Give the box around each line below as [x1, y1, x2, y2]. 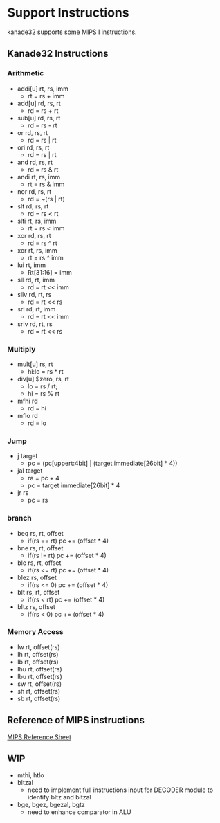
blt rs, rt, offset [17, 588, 60, 596]
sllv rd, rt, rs [17, 290, 52, 298]
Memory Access [7, 627, 64, 637]
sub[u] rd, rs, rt [17, 114, 61, 122]
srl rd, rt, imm [17, 305, 56, 313]
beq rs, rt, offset [17, 529, 64, 537]
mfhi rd [17, 397, 38, 405]
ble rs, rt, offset [17, 559, 62, 567]
